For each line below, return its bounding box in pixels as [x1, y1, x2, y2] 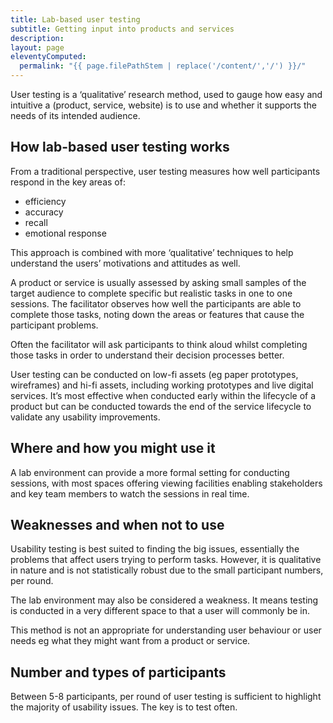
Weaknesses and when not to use [10, 517, 225, 534]
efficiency [24, 195, 67, 207]
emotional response [24, 227, 107, 239]
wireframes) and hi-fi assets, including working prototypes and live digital [10, 379, 314, 391]
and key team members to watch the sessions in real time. [10, 487, 250, 500]
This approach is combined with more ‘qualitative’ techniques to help [10, 246, 294, 258]
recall [24, 216, 48, 228]
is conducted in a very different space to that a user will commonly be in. [10, 605, 311, 617]
